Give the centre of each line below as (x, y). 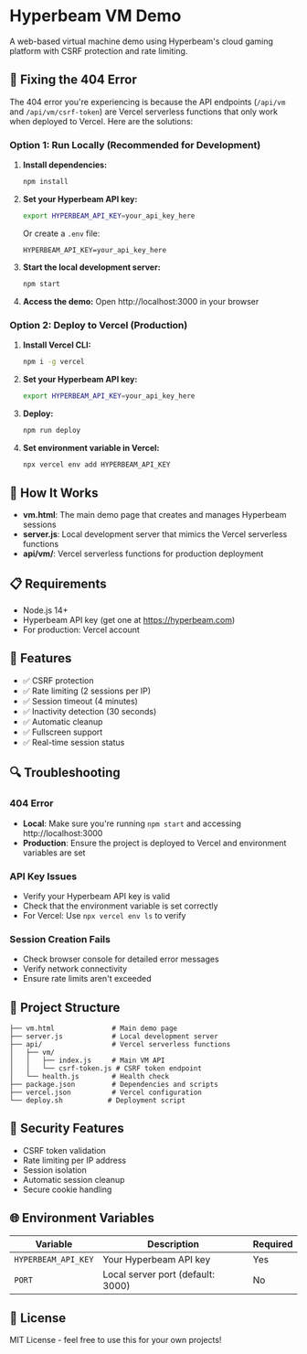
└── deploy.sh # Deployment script (97, 1101)
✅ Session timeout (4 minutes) (80, 701)
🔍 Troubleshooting (65, 773)
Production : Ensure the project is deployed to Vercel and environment (154, 843)
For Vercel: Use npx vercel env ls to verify (104, 915)
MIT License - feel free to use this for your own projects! (116, 1340)
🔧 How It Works (54, 493)
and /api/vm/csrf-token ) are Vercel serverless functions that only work (144, 112)
